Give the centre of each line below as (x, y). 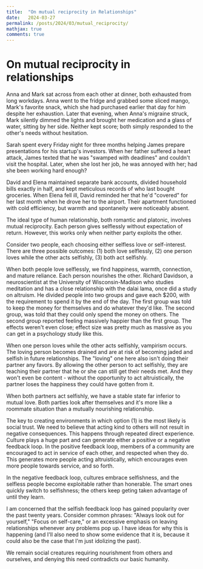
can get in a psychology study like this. (55, 334)
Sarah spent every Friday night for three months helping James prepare (96, 145)
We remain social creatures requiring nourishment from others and (89, 553)
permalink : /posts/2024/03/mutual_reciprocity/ (68, 23)
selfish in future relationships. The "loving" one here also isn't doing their (98, 358)
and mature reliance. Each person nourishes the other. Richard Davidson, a (100, 276)
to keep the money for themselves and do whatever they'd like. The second (101, 308)
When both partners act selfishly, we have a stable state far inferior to (93, 396)
